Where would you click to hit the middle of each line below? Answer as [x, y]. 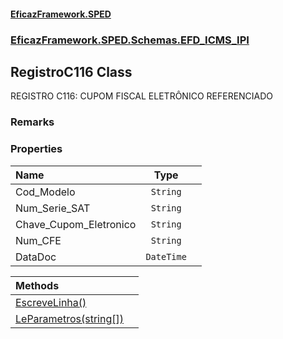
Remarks [32, 122]
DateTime [166, 256]
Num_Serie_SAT [53, 208]
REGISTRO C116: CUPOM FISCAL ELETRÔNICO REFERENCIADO [142, 96]
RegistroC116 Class [71, 71]
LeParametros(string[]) [69, 318]
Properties [36, 149]
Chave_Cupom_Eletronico [76, 224]
